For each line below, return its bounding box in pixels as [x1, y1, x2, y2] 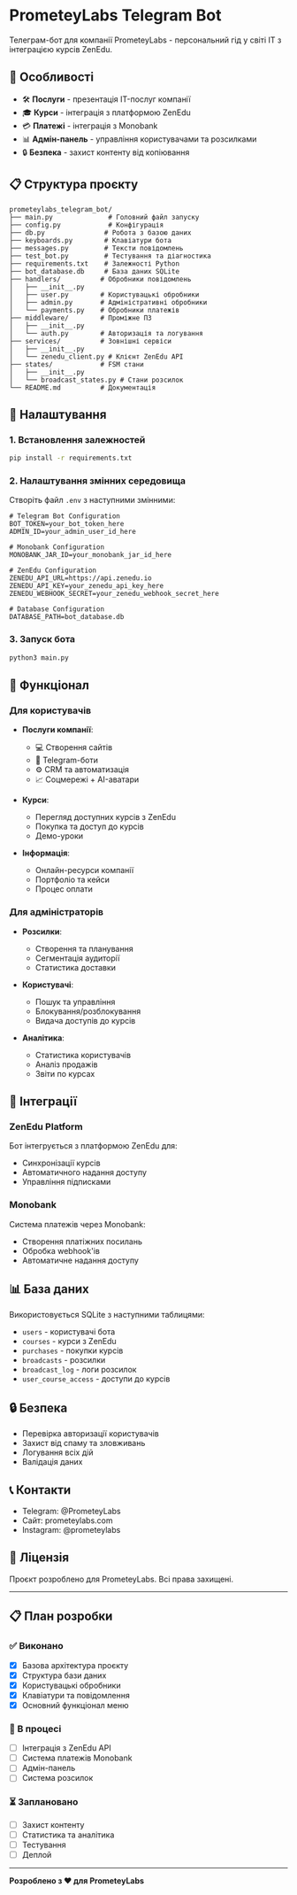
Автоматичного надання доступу [21, 1167, 148, 1178]
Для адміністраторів [9, 906, 104, 918]
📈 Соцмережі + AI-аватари [34, 774, 140, 785]
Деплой [21, 1849, 52, 1860]
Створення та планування [34, 943, 134, 954]
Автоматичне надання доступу [21, 1255, 140, 1265]
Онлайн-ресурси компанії [34, 865, 134, 876]
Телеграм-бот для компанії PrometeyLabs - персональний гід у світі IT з [9, 35, 282, 45]
